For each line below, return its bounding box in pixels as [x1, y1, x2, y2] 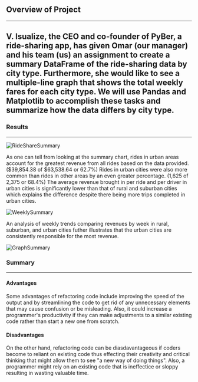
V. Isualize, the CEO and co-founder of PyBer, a [6, 32, 182, 42]
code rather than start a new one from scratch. [6, 318, 120, 325]
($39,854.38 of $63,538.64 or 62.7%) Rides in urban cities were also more [6, 166, 187, 173]
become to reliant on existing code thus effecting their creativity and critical [6, 351, 190, 358]
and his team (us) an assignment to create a [6, 50, 170, 60]
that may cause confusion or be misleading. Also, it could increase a [6, 305, 172, 312]
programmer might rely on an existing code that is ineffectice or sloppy [6, 363, 179, 370]
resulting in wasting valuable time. [6, 370, 89, 377]
